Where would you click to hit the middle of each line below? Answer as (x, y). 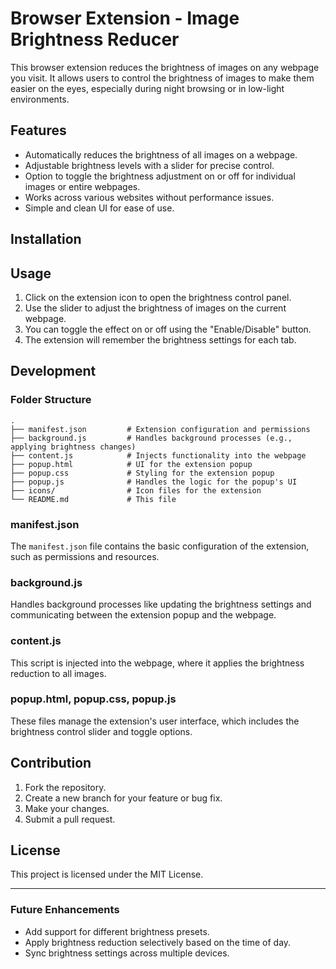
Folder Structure (51, 400)
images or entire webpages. (82, 186)
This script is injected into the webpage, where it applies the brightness (157, 663)
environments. (40, 99)
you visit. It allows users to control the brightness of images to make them (162, 78)
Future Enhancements (65, 910)
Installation (46, 239)
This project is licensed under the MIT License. (107, 874)
